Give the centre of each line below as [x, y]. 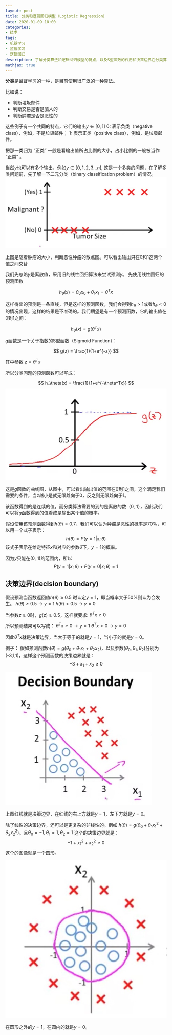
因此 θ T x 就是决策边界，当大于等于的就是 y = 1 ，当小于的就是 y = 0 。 [76, 636]
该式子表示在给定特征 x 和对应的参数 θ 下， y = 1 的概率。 [62, 547]
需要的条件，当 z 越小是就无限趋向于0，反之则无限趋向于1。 [67, 495]
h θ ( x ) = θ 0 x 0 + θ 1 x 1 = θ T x [86, 292]
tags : [11, 38]
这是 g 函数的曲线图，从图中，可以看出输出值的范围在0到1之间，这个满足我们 [85, 489]
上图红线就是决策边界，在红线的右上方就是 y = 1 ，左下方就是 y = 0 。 [77, 814]
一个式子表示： [30, 530]
